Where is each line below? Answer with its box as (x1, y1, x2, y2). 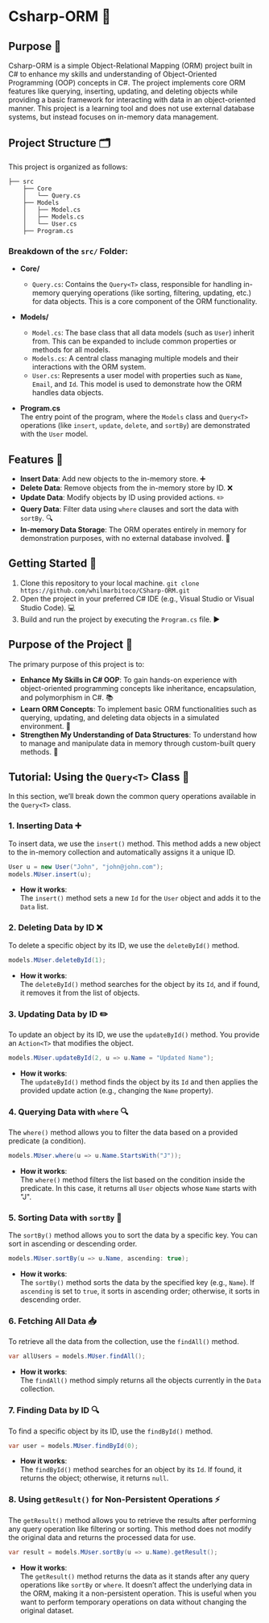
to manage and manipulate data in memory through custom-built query (19, 738, 256, 748)
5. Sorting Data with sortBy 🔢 (8, 1212, 122, 1223)
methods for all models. (31, 345, 111, 355)
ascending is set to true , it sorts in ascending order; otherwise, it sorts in (19, 1286, 260, 1296)
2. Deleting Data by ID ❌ (8, 922, 103, 934)
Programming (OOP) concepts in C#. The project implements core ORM (8, 78, 246, 87)
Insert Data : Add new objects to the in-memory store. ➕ (19, 473, 206, 483)
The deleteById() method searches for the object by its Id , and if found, (19, 979, 260, 988)
